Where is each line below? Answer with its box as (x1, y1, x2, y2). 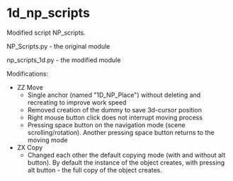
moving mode (27, 136, 68, 144)
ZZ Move (16, 83, 43, 91)
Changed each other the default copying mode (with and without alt (27, 151, 226, 159)
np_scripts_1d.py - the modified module (6, 55, 121, 64)
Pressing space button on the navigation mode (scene (27, 120, 186, 129)
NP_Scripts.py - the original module (6, 42, 110, 50)
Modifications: (6, 69, 49, 78)
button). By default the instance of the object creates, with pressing (27, 158, 225, 167)
